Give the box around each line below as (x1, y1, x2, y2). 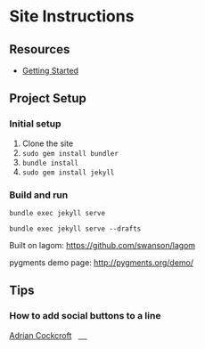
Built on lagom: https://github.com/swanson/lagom (9, 239, 196, 250)
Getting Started (21, 65, 78, 76)
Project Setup (9, 91, 87, 106)
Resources (9, 42, 70, 57)
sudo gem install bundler (21, 149, 119, 158)
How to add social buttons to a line (9, 310, 161, 322)
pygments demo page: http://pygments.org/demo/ (9, 256, 194, 268)
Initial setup (9, 118, 61, 130)
